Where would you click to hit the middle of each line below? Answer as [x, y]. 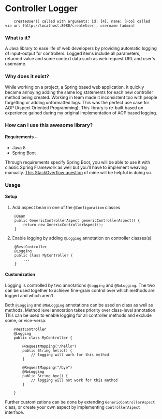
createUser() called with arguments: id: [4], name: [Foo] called [82, 21]
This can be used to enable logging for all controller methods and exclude [79, 315]
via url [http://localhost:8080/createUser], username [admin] [70, 25]
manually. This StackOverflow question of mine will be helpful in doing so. [79, 172]
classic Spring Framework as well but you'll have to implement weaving [76, 167]
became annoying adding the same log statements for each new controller [79, 92]
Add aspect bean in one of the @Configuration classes [66, 207]
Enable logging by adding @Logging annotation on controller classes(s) [82, 238]
